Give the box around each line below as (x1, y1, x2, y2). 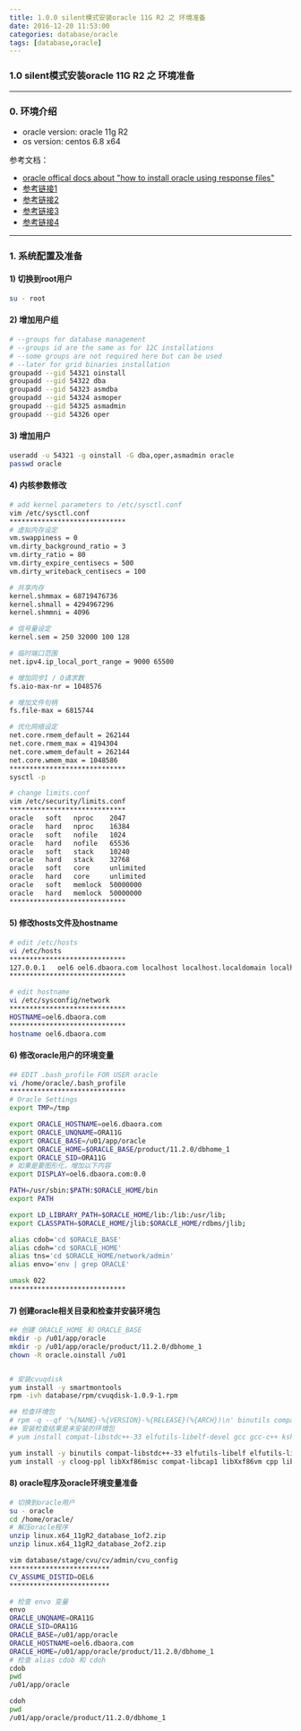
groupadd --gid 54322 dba (9, 377, 106, 386)
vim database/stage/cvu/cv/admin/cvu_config (9, 1556, 178, 1565)
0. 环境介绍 (9, 105, 57, 117)
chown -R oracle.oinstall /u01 (9, 1351, 126, 1360)
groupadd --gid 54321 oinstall (9, 369, 126, 378)
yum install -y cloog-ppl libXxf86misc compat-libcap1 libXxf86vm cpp (9, 1457, 279, 1466)
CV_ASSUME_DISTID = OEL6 (9, 1572, 94, 1581)
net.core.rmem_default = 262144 (9, 731, 130, 740)
